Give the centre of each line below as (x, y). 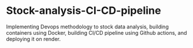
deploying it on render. (34, 39)
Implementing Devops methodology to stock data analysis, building (87, 27)
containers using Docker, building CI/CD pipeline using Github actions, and (96, 32)
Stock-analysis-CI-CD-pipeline (84, 11)
